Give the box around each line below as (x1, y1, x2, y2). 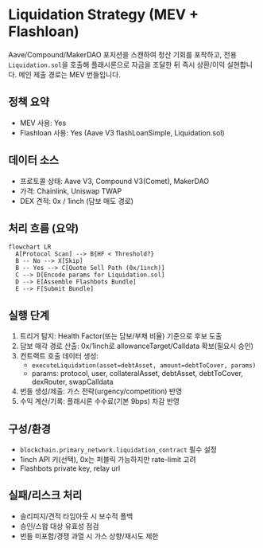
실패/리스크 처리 (8, 488, 83, 503)
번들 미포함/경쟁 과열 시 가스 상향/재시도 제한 (19, 531, 159, 541)
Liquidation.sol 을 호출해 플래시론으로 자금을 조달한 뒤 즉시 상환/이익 (8, 60, 226, 69)
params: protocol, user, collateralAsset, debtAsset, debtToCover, (31, 369, 244, 378)
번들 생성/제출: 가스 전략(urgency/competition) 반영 (19, 386, 183, 396)
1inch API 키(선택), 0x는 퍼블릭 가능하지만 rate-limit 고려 (19, 455, 196, 464)
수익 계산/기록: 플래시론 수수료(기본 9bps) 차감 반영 (19, 397, 180, 406)
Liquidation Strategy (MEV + (8, 6, 199, 24)
